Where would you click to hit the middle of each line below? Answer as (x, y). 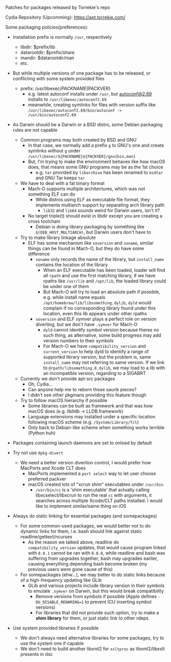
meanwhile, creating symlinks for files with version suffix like (92, 105)
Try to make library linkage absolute (58, 238)
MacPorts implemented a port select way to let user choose (92, 474)
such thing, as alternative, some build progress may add (102, 335)
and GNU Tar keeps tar (60, 178)
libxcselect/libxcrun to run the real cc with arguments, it (94, 495)
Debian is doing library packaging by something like (90, 227)
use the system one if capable (52, 643)
